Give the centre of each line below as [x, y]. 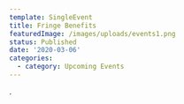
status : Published [43, 42]
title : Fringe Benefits [53, 26]
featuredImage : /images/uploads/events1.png [92, 33]
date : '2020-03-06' [45, 50]
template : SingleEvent [51, 17]
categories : [31, 58]
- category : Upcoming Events [71, 67]
